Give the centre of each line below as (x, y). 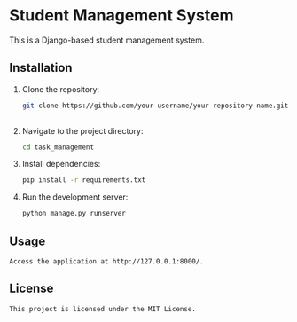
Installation (41, 68)
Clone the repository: (61, 89)
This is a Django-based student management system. (107, 40)
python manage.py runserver (74, 214)
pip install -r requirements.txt (84, 180)
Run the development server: (75, 197)
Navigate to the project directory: (82, 130)
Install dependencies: (61, 164)
